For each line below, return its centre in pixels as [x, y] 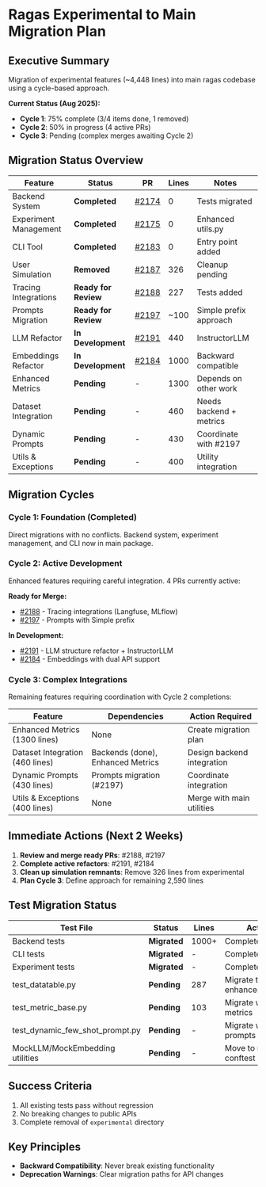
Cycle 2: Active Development [65, 563]
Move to [240, 1048]
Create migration [218, 730]
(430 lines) [33, 785]
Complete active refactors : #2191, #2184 [87, 863]
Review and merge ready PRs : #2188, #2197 [92, 855]
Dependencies [136, 716]
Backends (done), [125, 753]
